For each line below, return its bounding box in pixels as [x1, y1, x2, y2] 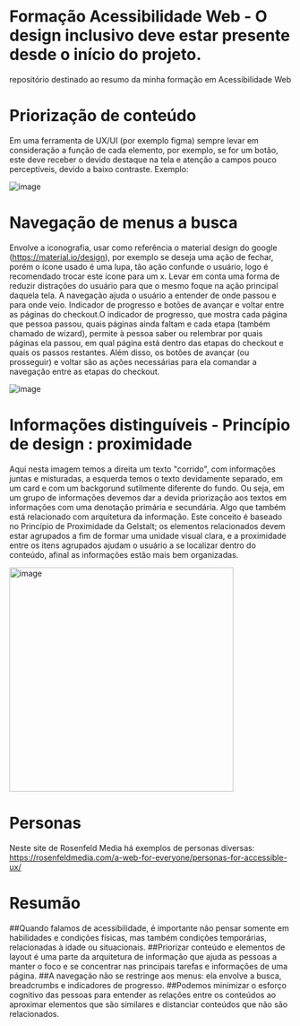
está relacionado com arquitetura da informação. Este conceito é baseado [9, 511, 283, 522]
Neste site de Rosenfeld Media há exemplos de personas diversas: [9, 842, 255, 853]
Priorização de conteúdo [9, 106, 197, 126]
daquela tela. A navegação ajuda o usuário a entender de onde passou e [9, 290, 277, 300]
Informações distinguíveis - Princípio [9, 415, 291, 435]
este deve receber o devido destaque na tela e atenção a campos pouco [9, 154, 278, 165]
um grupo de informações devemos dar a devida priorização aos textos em [9, 491, 287, 503]
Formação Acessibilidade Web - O [9, 6, 268, 27]
